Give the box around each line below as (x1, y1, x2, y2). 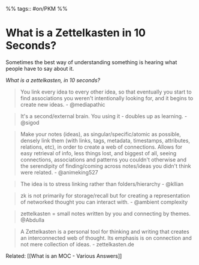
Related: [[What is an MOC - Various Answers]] (5, 252, 122, 260)
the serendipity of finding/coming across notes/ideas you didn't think (20, 162, 191, 170)
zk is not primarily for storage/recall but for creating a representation (20, 192, 190, 199)
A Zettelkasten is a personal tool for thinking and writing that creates (20, 228, 189, 235)
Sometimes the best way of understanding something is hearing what (5, 58, 177, 65)
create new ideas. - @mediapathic (20, 101, 105, 108)
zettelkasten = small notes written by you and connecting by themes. (20, 210, 191, 217)
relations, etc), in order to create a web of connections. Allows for (20, 143, 183, 150)
